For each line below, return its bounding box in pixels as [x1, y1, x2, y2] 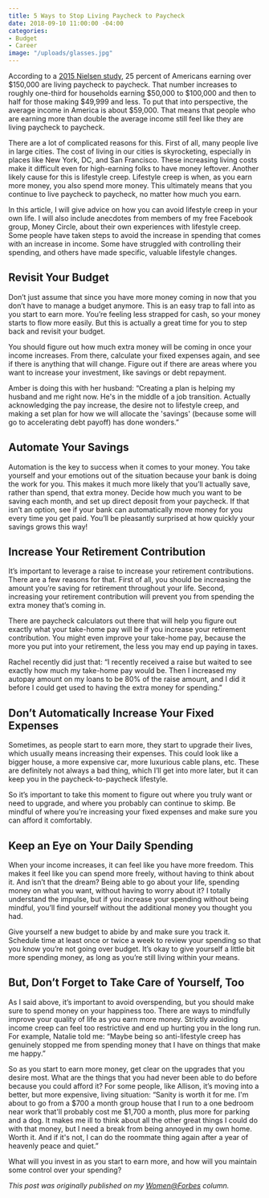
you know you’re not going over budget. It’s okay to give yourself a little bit [8, 944, 255, 954]
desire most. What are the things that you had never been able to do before [8, 1073, 258, 1082]
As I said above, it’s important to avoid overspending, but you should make [8, 997, 255, 1007]
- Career [8, 42, 38, 50]
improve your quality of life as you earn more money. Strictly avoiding [8, 1014, 238, 1024]
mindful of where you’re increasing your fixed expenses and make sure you [8, 807, 258, 817]
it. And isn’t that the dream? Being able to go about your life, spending [8, 877, 239, 887]
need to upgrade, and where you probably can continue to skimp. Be [8, 798, 236, 808]
